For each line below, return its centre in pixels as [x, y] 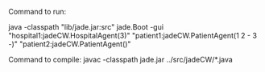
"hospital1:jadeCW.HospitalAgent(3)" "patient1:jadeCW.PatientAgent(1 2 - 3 [133, 36]
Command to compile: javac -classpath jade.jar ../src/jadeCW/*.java [121, 60]
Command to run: [37, 12]
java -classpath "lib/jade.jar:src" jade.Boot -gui [86, 27]
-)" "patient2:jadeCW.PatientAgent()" [70, 44]
